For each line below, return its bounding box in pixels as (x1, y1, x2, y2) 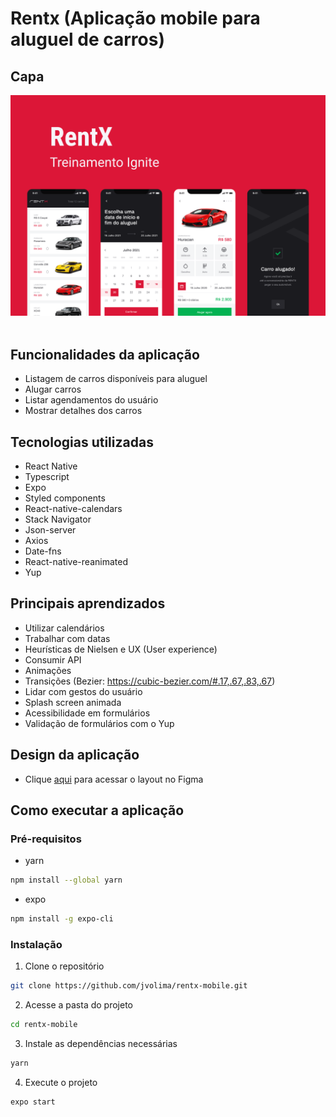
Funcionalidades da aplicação (10, 346, 200, 363)
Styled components (24, 492, 106, 504)
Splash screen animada (24, 696, 122, 708)
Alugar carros (24, 383, 82, 396)
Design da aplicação (10, 747, 140, 764)
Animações (24, 664, 72, 676)
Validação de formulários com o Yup (24, 717, 175, 729)
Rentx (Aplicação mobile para (10, 7, 261, 30)
